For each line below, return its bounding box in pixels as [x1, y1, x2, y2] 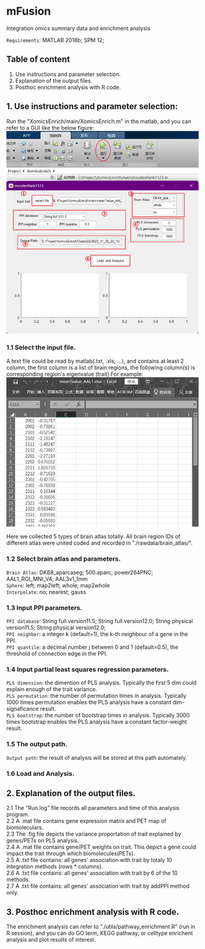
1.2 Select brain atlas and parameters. [6, 554, 121, 563]
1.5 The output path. [6, 740, 68, 749]
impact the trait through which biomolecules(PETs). [6, 850, 135, 857]
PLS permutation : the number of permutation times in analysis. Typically [6, 692, 187, 700]
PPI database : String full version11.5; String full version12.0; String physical [6, 618, 193, 625]
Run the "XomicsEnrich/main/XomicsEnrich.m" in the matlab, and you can [6, 118, 192, 125]
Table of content [6, 54, 70, 65]
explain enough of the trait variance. [6, 686, 98, 693]
